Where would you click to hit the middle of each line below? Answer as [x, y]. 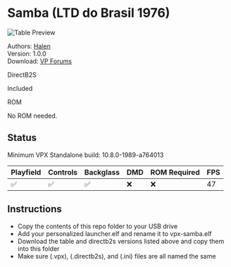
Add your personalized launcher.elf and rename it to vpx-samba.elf [115, 233]
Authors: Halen [29, 46]
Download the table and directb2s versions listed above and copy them [121, 241]
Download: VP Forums [40, 61]
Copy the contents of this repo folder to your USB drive [98, 226]
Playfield [26, 172]
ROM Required [175, 172]
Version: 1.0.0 [27, 54]
